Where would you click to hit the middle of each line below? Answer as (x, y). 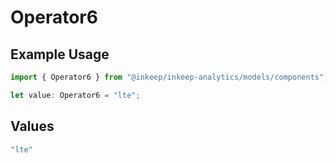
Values (32, 126)
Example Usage (60, 54)
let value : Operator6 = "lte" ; (75, 95)
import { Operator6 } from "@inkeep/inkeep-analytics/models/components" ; (169, 77)
